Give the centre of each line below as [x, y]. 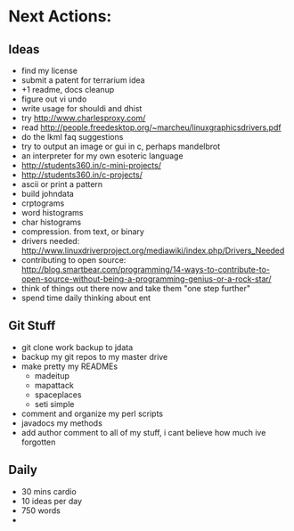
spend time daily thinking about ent [86, 298]
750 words [41, 511]
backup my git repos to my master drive [94, 356]
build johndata [48, 194]
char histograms [51, 222]
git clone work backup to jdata [77, 347]
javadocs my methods [62, 423]
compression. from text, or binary [82, 232]
